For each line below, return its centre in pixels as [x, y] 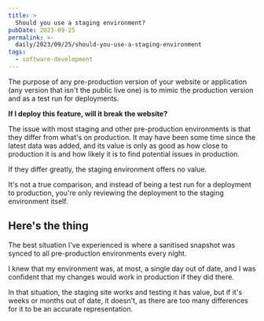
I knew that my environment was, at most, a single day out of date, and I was [132, 268]
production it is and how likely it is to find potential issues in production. [124, 153]
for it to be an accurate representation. [71, 308]
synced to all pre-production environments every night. [97, 253]
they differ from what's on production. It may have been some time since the [132, 137]
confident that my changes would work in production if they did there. [121, 277]
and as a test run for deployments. [64, 98]
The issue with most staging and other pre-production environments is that [130, 129]
